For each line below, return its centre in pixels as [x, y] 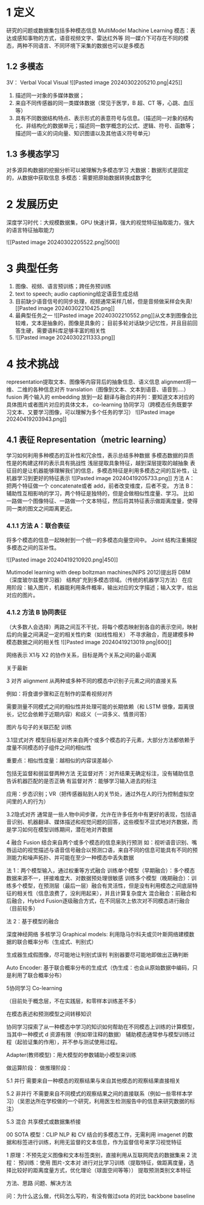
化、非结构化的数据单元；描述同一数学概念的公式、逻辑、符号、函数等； [105, 126]
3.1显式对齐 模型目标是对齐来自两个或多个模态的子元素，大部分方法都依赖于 [101, 740]
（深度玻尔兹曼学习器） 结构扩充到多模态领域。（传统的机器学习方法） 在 [97, 580]
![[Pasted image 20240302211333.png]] [65, 338]
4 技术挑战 [32, 364]
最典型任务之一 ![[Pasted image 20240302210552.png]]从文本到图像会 [104, 316]
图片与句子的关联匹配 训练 [39, 727]
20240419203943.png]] [36, 419]
